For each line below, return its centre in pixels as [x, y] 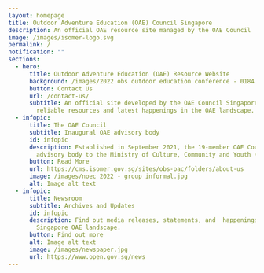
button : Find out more [66, 235]
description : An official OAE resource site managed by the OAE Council [130, 30]
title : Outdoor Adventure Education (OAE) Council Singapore [110, 23]
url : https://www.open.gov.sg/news [87, 256]
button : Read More [59, 162]
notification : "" [37, 52]
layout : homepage [37, 15]
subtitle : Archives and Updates [82, 205]
